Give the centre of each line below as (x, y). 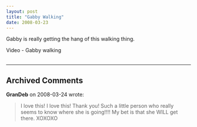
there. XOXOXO (39, 118)
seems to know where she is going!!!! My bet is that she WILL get (99, 112)
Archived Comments (45, 80)
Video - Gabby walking (34, 50)
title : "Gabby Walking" (35, 17)
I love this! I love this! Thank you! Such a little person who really (97, 106)
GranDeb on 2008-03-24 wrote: (45, 95)
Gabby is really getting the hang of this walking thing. (70, 39)
